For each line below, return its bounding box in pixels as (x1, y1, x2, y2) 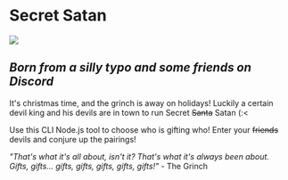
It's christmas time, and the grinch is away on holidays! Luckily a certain (9, 97, 274, 108)
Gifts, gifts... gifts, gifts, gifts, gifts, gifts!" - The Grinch (9, 160, 208, 171)
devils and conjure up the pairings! (9, 134, 136, 144)
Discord (9, 74, 54, 89)
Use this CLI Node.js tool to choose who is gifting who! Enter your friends (9, 124, 279, 135)
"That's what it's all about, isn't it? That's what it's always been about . (9, 151, 270, 161)
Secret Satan (9, 5, 107, 26)
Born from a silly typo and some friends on (9, 60, 252, 76)
